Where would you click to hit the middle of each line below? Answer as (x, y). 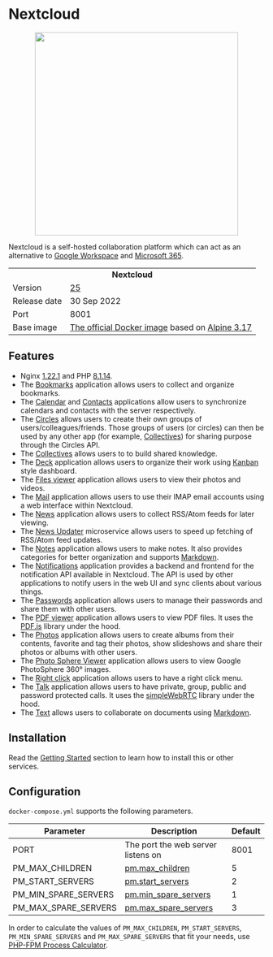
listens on (143, 855)
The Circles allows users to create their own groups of (111, 418)
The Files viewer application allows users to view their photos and (130, 479)
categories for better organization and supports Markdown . (119, 556)
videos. (32, 487)
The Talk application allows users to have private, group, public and (133, 686)
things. (32, 591)
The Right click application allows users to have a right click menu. (132, 678)
